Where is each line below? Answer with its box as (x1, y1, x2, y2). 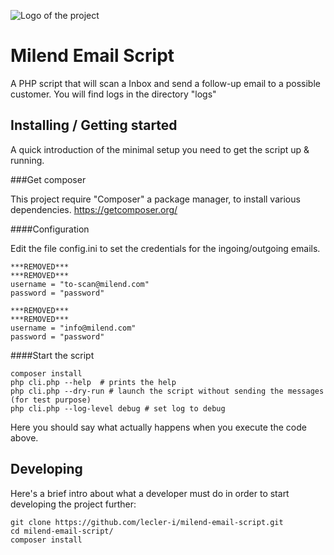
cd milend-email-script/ (10, 526, 114, 536)
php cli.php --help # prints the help (10, 377, 177, 387)
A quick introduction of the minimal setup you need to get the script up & (10, 143, 310, 155)
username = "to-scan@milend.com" (10, 279, 150, 289)
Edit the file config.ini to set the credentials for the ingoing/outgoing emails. (10, 242, 321, 254)
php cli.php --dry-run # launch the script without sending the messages (10, 386, 325, 396)
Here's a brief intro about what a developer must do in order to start (10, 487, 290, 499)
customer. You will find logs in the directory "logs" (10, 88, 217, 100)
